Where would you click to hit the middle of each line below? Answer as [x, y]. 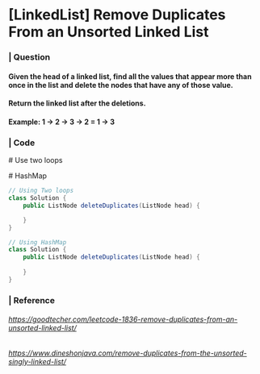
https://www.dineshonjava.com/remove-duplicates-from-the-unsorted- [128, 353]
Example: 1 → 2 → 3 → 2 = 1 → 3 [62, 122]
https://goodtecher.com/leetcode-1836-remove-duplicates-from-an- [123, 319]
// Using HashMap [38, 242]
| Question [29, 57]
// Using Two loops [41, 191]
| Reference [31, 300]
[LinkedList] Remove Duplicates [117, 15]
